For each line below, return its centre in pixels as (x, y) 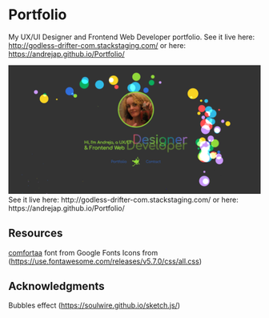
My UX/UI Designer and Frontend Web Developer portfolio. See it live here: (132, 37)
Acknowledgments (57, 286)
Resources (36, 233)
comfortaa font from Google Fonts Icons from (83, 252)
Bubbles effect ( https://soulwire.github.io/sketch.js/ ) (94, 305)
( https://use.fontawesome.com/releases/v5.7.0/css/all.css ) (105, 261)
